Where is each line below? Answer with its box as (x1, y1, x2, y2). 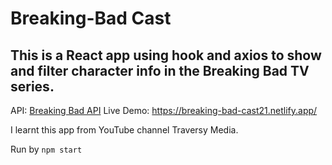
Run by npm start (10, 143, 83, 155)
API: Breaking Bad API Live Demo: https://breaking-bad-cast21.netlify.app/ (10, 105, 318, 116)
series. (10, 78, 55, 95)
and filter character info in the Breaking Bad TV (10, 62, 310, 79)
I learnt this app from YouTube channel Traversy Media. (10, 124, 239, 136)
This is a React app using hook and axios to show (10, 47, 322, 64)
